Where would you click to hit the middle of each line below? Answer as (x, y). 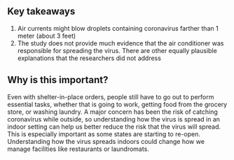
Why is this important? (58, 80)
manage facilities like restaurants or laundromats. (78, 149)
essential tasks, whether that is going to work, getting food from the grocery (117, 104)
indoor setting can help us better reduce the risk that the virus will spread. (114, 126)
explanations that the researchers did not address (89, 58)
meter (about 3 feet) (47, 36)
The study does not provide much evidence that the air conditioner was (121, 43)
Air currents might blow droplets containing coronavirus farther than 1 (118, 28)
